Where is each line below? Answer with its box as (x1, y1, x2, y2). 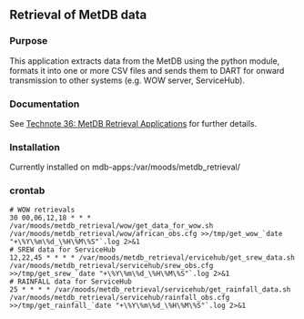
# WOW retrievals (9, 205, 76, 214)
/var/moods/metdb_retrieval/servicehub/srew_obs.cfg (9, 261, 214, 270)
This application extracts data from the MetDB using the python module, (9, 55, 280, 67)
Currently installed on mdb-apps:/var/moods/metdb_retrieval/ (9, 161, 241, 172)
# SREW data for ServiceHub (9, 245, 117, 254)
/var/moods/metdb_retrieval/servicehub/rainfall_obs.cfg (9, 293, 230, 302)
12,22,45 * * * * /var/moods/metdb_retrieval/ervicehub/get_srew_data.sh (9, 252, 296, 262)
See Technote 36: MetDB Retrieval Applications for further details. (9, 118, 258, 129)
